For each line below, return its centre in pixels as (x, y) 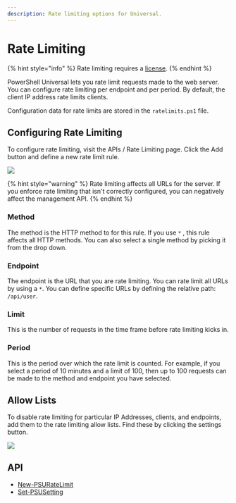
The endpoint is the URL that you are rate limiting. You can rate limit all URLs (118, 281)
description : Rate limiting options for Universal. (85, 14)
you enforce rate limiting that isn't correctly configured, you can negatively (116, 192)
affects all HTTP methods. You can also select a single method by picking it (117, 240)
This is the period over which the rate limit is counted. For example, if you (114, 363)
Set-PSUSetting (40, 492)
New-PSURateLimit (45, 485)
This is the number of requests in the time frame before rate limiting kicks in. (118, 330)
